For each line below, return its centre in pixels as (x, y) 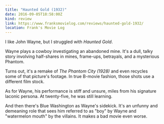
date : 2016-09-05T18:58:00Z (34, 14)
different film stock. (25, 82)
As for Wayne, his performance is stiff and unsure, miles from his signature (81, 91)
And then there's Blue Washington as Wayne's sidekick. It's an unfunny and (82, 106)
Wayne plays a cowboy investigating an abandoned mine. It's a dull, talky (79, 51)
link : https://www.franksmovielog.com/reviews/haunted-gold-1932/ (74, 23)
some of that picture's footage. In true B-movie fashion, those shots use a (80, 76)
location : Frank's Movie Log (35, 28)
